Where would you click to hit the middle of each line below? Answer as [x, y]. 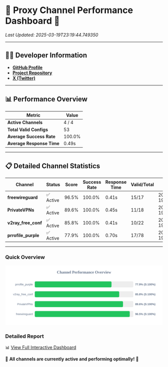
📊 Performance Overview [46, 99]
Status [53, 185]
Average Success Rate [31, 136]
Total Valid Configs [28, 130]
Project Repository [32, 73]
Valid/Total [142, 185]
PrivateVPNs [21, 210]
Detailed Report [24, 336]
